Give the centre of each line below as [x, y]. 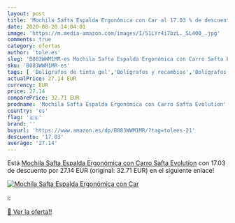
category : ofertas [34, 46]
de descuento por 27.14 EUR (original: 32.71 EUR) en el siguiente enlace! [111, 171]
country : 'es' [28, 111]
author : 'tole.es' [34, 53]
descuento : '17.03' [36, 137]
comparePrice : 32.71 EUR [43, 98]
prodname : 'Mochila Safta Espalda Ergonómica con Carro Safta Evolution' [117, 105]
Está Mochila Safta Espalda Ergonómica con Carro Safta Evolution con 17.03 [116, 163]
